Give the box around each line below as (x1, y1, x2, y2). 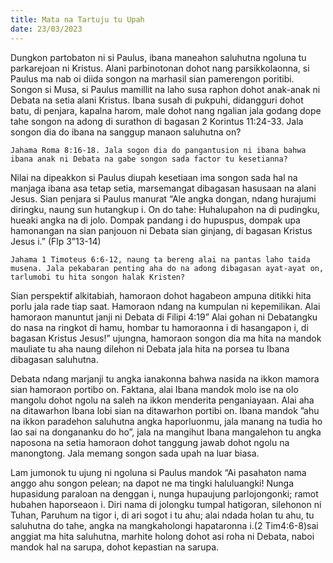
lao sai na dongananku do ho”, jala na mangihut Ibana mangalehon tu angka (10, 426, 322, 438)
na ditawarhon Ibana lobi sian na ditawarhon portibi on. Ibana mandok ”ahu (10, 404, 320, 416)
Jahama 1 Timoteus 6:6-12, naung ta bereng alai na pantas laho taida (10, 254, 311, 265)
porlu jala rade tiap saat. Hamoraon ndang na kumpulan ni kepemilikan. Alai (10, 300, 321, 312)
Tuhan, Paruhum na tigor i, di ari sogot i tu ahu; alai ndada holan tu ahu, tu (10, 509, 315, 521)
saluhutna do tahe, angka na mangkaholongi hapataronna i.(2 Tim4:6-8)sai (10, 519, 319, 531)
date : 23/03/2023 (10, 24, 83, 34)
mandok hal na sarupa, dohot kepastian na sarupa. (10, 541, 220, 553)
